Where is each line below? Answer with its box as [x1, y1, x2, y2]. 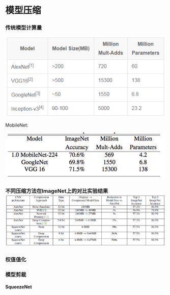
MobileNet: [5, 122, 29, 128]
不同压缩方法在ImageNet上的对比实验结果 [5, 187, 108, 194]
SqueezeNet [5, 284, 32, 290]
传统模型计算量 [5, 24, 42, 31]
